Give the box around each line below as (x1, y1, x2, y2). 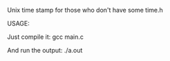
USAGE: (7, 19, 30, 27)
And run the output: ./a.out (7, 46, 83, 54)
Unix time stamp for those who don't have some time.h (7, 6, 164, 14)
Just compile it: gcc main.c (7, 33, 84, 41)
